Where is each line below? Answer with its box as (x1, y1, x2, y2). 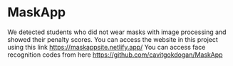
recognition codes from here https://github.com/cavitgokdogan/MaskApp (7, 50, 223, 59)
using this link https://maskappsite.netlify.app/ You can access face (7, 43, 206, 51)
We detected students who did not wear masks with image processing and (7, 28, 227, 36)
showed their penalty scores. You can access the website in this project (7, 35, 219, 43)
